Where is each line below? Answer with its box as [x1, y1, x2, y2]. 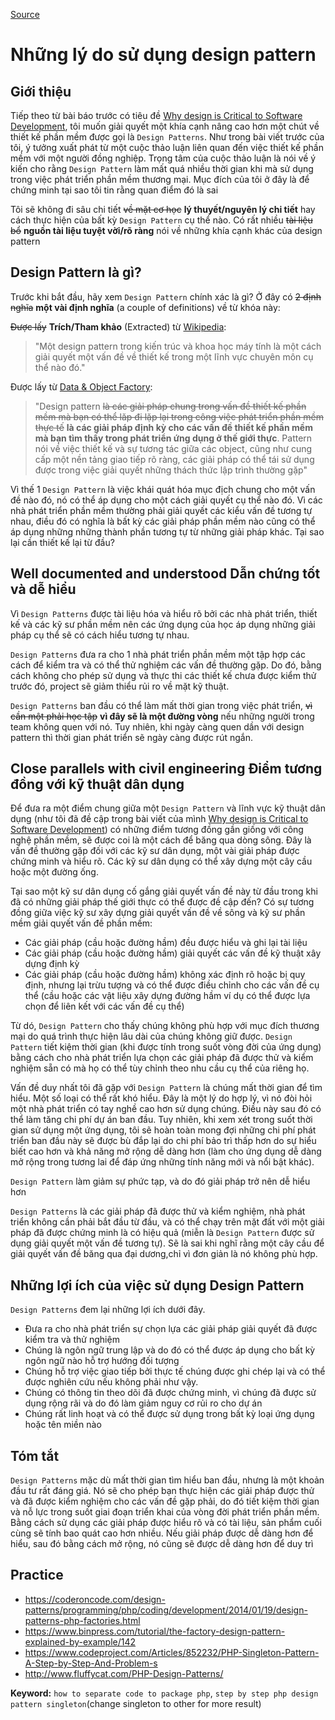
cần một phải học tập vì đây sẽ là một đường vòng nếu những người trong [10, 710, 315, 722]
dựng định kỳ [24, 958, 80, 970]
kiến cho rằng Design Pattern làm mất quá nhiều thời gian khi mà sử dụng [10, 163, 314, 174]
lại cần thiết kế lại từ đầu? [10, 536, 115, 548]
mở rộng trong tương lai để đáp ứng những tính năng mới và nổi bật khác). [10, 1156, 315, 1168]
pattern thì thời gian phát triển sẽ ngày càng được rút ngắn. [10, 731, 253, 743]
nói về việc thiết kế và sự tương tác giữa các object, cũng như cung [34, 442, 313, 454]
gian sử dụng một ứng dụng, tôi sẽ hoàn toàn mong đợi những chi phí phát [10, 1124, 317, 1136]
